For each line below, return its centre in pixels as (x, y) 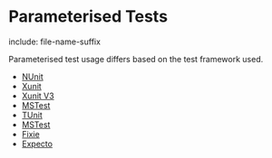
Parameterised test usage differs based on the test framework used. (136, 59)
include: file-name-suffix (55, 42)
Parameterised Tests (88, 17)
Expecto (37, 144)
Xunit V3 (38, 96)
